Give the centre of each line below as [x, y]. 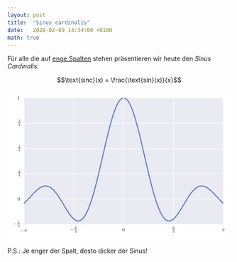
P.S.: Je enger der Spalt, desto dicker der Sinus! [77, 251]
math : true [23, 38]
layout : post [27, 15]
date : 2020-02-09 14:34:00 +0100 [60, 30]
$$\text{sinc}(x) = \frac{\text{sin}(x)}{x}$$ [119, 80]
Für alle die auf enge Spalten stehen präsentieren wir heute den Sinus [109, 59]
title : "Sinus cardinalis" [49, 22]
